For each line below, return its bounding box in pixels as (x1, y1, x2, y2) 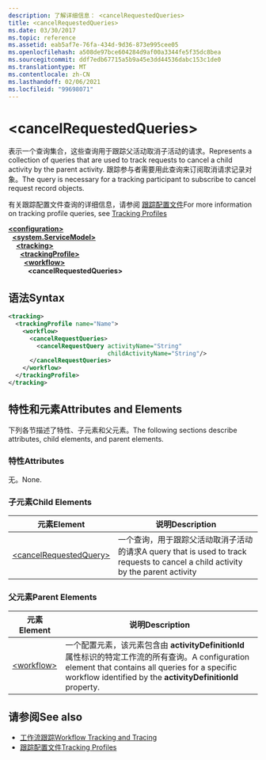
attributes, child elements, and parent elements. (8, 434, 164, 443)
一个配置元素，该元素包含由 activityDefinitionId (65, 639, 245, 650)
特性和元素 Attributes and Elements (8, 403, 183, 416)
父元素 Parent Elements (8, 591, 97, 602)
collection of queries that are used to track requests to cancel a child (8, 155, 233, 165)
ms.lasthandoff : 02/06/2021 (8, 78, 101, 85)
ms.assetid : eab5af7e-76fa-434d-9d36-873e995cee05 (8, 41, 179, 49)
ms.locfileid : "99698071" (8, 85, 93, 93)
